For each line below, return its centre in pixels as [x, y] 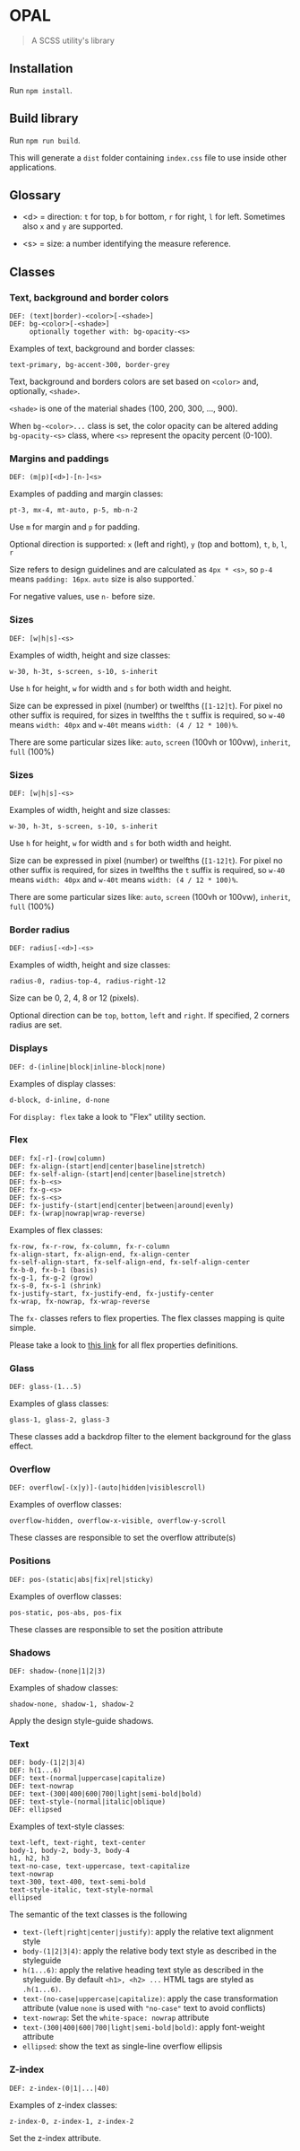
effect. [21, 1447]
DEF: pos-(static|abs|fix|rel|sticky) [81, 1579]
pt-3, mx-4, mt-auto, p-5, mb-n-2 [74, 511]
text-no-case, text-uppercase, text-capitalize [100, 1867]
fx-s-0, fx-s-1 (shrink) [56, 1285]
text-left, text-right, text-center [77, 1843]
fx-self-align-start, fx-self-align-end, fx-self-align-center [130, 1262]
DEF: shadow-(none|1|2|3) [57, 1671]
